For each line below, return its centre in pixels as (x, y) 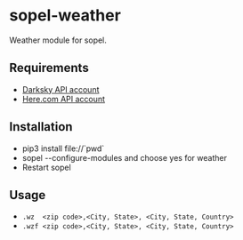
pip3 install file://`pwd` (63, 148)
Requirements (49, 68)
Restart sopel (46, 167)
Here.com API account (63, 99)
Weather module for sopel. (58, 40)
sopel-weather (65, 16)
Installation (41, 127)
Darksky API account (61, 89)
